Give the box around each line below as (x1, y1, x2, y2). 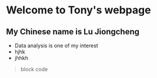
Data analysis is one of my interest (14, 42, 98, 49)
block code (20, 66, 48, 73)
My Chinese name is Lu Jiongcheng (6, 27, 140, 37)
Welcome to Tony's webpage (6, 3, 151, 17)
